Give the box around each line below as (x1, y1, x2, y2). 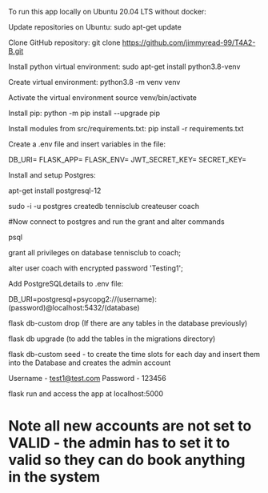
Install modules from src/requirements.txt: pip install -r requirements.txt (8, 124, 244, 133)
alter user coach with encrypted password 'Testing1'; (8, 263, 184, 273)
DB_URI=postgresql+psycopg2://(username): (8, 295, 158, 303)
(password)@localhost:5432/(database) (8, 303, 140, 312)
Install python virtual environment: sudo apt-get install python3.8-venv (8, 62, 241, 71)
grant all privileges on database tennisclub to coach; (8, 248, 182, 257)
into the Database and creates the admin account (8, 358, 171, 367)
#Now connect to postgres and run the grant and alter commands (8, 217, 226, 226)
